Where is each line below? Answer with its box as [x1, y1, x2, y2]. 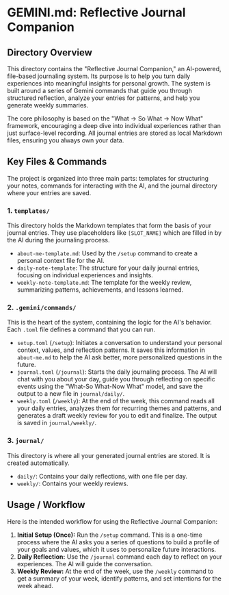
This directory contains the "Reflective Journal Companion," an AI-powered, [7, 65, 221, 73]
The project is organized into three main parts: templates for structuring [7, 174, 209, 182]
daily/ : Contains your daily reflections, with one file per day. [16, 472, 188, 480]
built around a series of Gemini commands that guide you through [7, 87, 193, 94]
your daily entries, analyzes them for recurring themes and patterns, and [16, 404, 222, 412]
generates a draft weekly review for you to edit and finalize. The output [16, 412, 217, 420]
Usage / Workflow [7, 499, 85, 511]
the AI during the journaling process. [7, 236, 110, 244]
